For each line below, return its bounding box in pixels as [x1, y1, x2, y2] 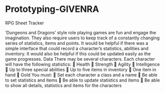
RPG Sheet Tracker [5, 20, 44, 26]
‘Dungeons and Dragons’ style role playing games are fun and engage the [5, 29, 157, 35]
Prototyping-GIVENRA [5, 3, 99, 15]
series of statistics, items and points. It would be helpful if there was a [5, 40, 148, 46]
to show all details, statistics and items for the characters [5, 82, 122, 88]
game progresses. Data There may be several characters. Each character [5, 56, 155, 62]
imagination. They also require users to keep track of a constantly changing [5, 35, 160, 41]
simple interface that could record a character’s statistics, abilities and [5, 45, 149, 51]
